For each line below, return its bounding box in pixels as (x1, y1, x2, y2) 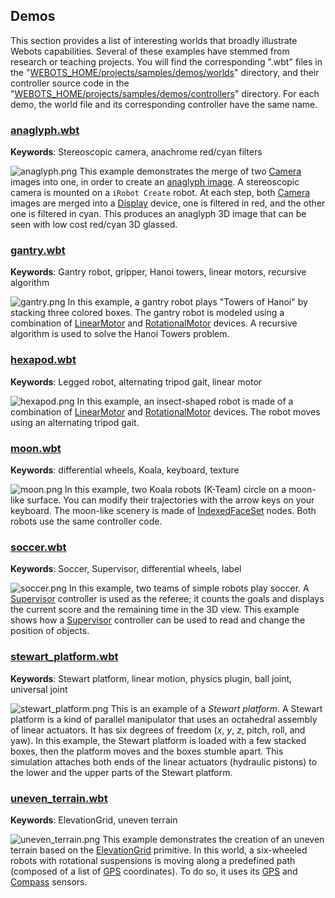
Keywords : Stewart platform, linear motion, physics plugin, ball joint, (10, 672, 293, 684)
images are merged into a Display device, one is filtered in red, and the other (10, 197, 326, 209)
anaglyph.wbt (10, 123, 80, 137)
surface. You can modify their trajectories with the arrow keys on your (26, 494, 315, 506)
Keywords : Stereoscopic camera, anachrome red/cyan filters (10, 146, 263, 158)
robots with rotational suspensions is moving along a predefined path (10, 854, 296, 866)
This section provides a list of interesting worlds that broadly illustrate (10, 34, 298, 46)
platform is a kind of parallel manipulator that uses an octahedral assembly (10, 713, 318, 725)
